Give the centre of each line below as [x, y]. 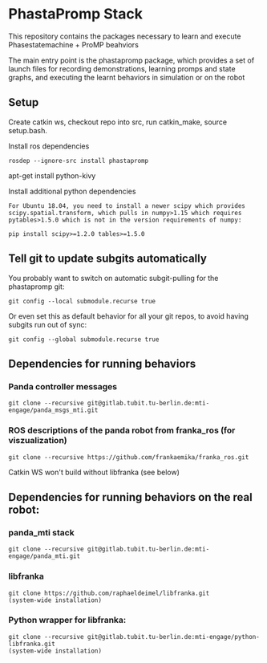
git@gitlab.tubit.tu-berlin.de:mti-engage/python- [174, 637]
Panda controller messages [63, 386]
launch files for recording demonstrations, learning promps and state [122, 68]
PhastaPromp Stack [75, 14]
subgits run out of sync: [48, 324]
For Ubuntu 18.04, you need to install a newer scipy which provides [127, 205]
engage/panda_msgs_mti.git [53, 410]
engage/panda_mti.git [44, 556]
